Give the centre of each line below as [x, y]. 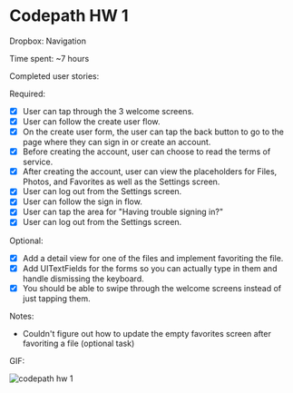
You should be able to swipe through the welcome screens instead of [152, 288]
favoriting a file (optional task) [78, 343]
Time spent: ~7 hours [49, 58]
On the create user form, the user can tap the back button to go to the [153, 132]
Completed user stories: [54, 76]
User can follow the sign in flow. [82, 201]
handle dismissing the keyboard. [83, 279]
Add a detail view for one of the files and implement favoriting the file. [153, 258]
